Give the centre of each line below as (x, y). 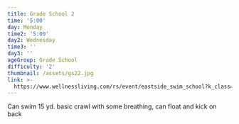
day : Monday (25, 27)
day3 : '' (20, 54)
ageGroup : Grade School (43, 60)
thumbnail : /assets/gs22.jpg (51, 73)
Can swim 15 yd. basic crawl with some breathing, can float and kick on (112, 106)
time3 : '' (22, 47)
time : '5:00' (27, 21)
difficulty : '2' (31, 67)
